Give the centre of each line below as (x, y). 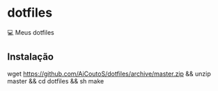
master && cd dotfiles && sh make (56, 81)
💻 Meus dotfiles (31, 32)
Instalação (31, 57)
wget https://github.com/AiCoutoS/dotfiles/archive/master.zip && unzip (109, 74)
